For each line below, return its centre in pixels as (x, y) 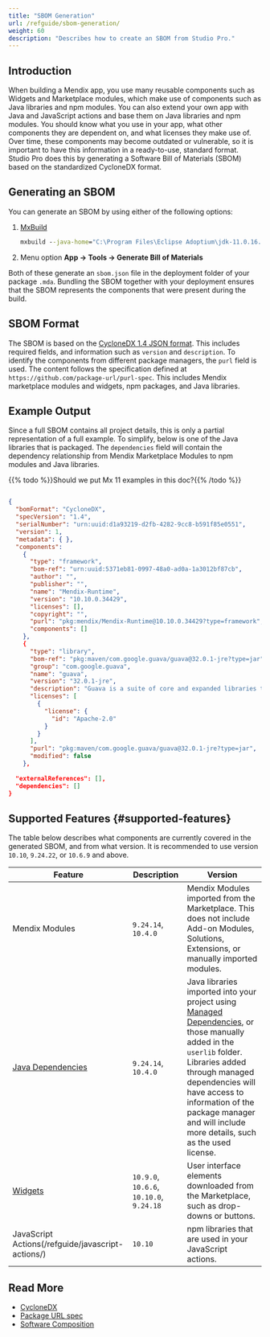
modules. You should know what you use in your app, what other (116, 125)
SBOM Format (44, 324)
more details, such (222, 1133)
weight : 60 (27, 31)
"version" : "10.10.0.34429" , (78, 599)
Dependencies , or (221, 1022)
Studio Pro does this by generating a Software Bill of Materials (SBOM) (125, 158)
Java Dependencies (50, 1068)
